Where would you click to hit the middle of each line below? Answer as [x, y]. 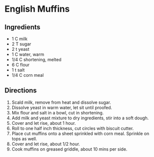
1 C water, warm [28, 54]
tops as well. [24, 138]
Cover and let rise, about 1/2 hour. [46, 144]
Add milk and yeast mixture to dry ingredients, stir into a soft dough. [80, 118]
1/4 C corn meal [28, 75]
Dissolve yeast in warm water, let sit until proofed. [62, 107]
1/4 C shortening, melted [36, 59]
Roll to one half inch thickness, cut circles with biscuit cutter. [73, 128]
